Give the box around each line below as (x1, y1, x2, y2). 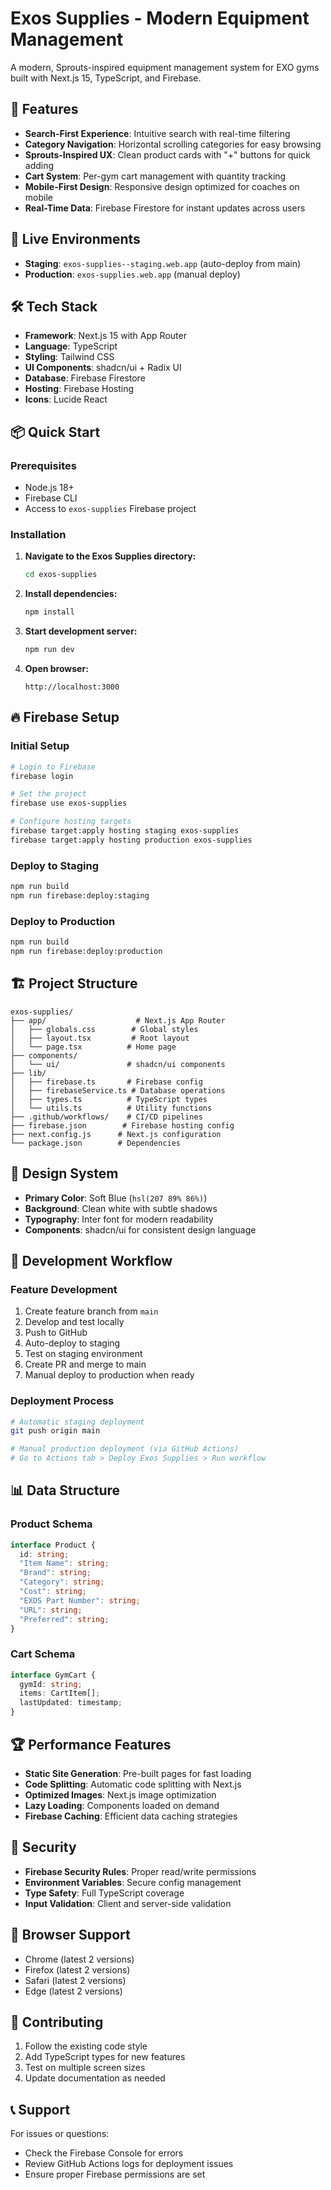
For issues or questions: (10, 2128, 110, 2140)
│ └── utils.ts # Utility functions (10, 1103, 213, 1113)
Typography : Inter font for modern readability (24, 1213, 214, 1225)
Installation (10, 527, 67, 541)
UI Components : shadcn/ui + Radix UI (24, 362, 182, 374)
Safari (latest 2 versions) (24, 1974, 127, 1986)
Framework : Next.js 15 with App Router (24, 330, 187, 342)
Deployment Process (10, 1394, 115, 1408)
